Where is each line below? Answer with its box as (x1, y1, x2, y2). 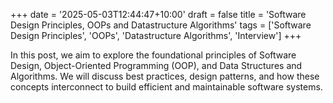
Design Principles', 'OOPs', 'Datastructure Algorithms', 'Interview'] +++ (10, 30, 302, 41)
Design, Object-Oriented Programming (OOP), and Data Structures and (10, 60, 303, 71)
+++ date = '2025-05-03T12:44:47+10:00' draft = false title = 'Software (10, 9, 307, 20)
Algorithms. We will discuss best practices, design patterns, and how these (10, 70, 320, 82)
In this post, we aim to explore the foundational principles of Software (10, 49, 297, 61)
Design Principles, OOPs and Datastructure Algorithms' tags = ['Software (10, 19, 312, 31)
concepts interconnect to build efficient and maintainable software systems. (10, 81, 323, 93)
